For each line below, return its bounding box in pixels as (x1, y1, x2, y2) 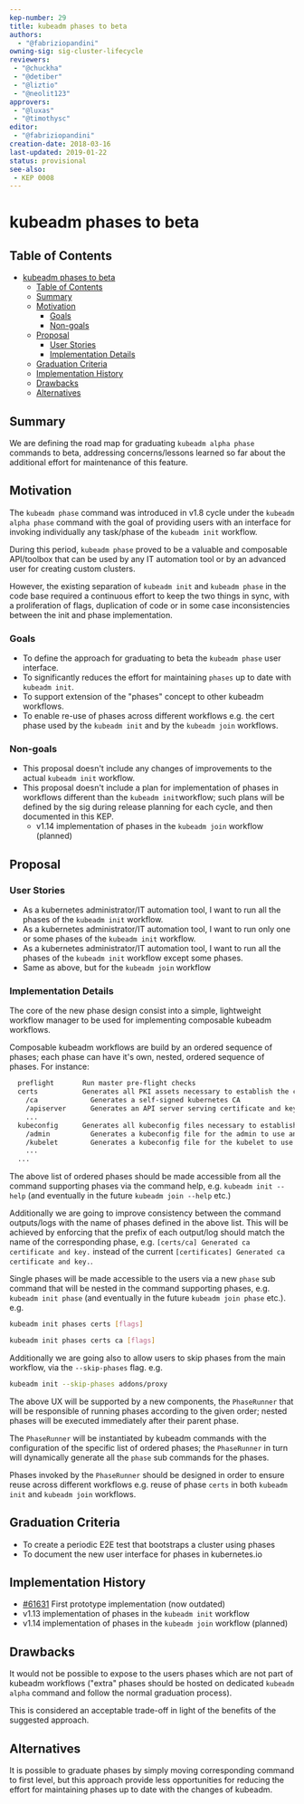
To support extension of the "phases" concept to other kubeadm (22, 692, 264, 702)
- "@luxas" (13, 106, 54, 115)
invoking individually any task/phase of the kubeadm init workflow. (9, 526, 258, 537)
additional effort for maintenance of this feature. (9, 457, 188, 468)
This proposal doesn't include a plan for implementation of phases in (22, 782, 279, 793)
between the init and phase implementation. (9, 609, 174, 620)
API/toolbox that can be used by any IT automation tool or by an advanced (9, 553, 287, 564)
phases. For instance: (9, 1061, 90, 1073)
